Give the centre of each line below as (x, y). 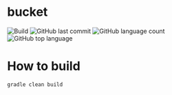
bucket (28, 12)
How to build (44, 66)
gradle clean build (35, 84)
